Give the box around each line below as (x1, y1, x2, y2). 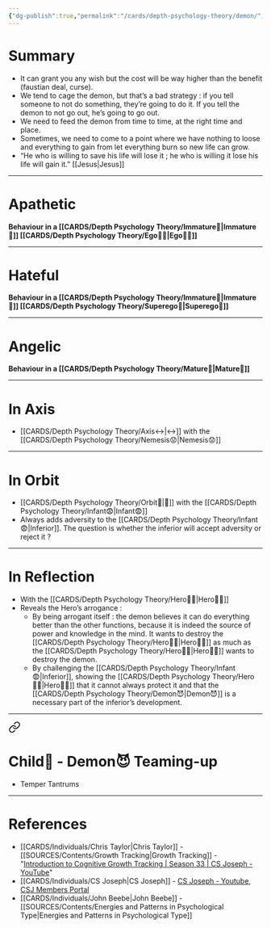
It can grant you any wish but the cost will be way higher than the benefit (19, 73, 263, 83)
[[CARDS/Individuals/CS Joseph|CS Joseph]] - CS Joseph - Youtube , (19, 876, 252, 886)
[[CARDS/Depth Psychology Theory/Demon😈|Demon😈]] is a (31, 689, 236, 699)
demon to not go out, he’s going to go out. (19, 107, 160, 117)
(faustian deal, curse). (19, 82, 94, 91)
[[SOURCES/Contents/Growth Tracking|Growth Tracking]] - (19, 850, 218, 860)
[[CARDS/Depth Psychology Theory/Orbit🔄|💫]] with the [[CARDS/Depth (19, 498, 256, 507)
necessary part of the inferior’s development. (31, 698, 183, 708)
